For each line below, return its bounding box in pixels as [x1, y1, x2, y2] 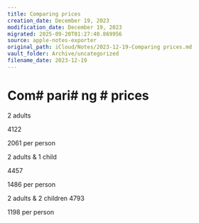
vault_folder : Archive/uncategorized [7, 51, 119, 58]
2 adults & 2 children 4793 [7, 194, 85, 202]
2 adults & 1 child [7, 152, 57, 161]
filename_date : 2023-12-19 [7, 57, 87, 64]
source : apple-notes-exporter [7, 37, 97, 44]
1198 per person [7, 207, 55, 216]
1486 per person [7, 180, 56, 189]
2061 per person [7, 138, 55, 147]
